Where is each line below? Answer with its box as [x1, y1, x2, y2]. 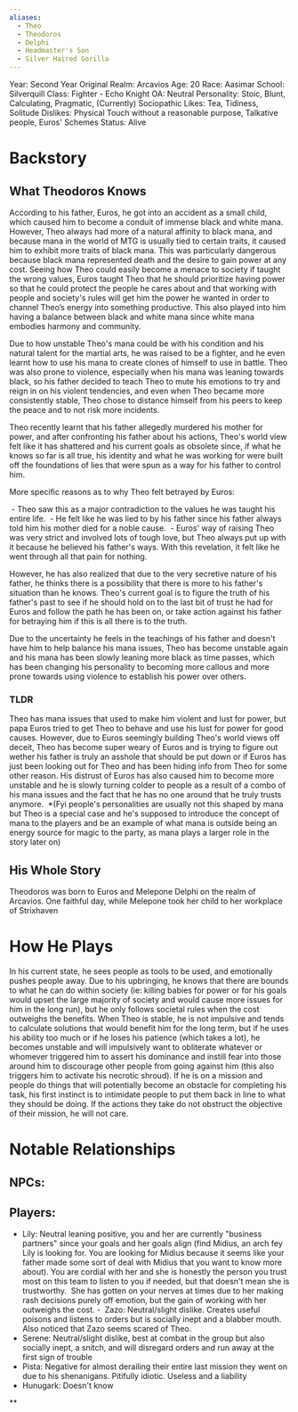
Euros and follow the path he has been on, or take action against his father [9, 607, 282, 616]
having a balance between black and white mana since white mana [9, 311, 255, 322]
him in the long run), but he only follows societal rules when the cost [9, 1004, 260, 1015]
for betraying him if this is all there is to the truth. [9, 616, 188, 626]
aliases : [9, 12, 42, 22]
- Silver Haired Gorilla [17, 54, 109, 63]
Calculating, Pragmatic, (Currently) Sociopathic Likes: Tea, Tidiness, [9, 98, 259, 108]
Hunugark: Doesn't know [21, 1380, 114, 1391]
